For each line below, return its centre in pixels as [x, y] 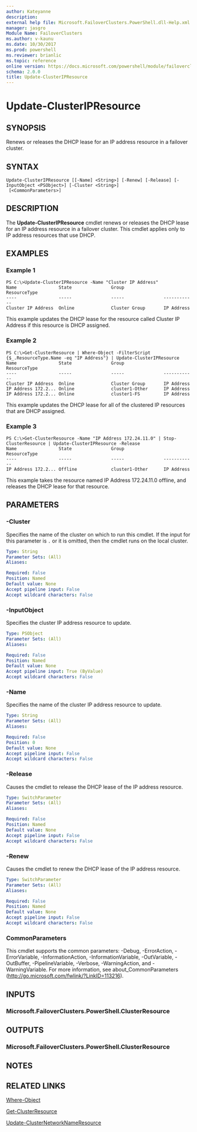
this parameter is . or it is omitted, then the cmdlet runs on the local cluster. [97, 541]
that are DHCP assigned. [36, 411]
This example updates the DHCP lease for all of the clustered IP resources [96, 405]
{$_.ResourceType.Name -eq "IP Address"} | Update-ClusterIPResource [93, 358]
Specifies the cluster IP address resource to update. [69, 623]
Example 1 [21, 270]
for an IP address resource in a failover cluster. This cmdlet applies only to [96, 229]
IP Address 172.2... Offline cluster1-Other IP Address [98, 470]
